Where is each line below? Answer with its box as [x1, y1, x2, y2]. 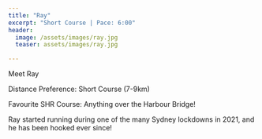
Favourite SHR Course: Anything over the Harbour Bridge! [8, 100, 196, 109]
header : [8, 26, 34, 34]
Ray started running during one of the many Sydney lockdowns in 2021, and [8, 115, 255, 124]
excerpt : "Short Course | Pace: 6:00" [8, 19, 136, 27]
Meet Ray [8, 69, 39, 79]
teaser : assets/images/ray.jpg [15, 41, 118, 49]
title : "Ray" [8, 11, 51, 20]
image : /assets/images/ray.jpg [15, 33, 118, 42]
